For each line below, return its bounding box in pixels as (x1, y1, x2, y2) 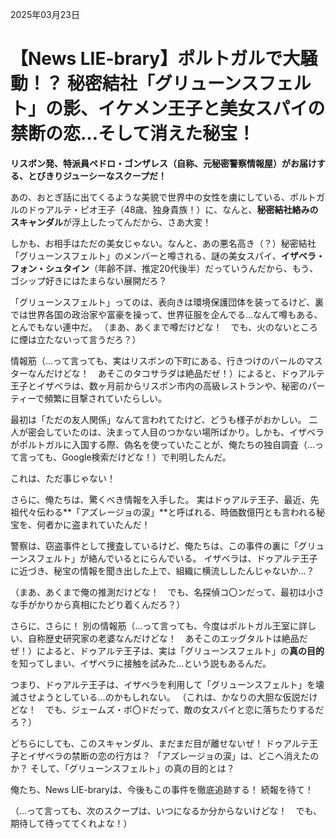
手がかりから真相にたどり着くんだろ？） (18, 598, 186, 610)
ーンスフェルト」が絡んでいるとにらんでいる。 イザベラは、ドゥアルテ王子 (10, 552, 318, 564)
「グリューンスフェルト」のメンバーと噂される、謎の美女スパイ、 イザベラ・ (10, 249, 325, 262)
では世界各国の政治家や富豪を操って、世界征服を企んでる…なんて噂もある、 (10, 308, 323, 320)
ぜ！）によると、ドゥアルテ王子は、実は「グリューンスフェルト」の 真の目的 (10, 644, 325, 657)
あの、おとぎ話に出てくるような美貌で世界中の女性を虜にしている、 (10, 191, 290, 203)
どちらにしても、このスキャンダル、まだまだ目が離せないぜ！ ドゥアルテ (10, 737, 310, 749)
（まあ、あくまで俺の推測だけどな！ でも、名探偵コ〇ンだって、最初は (10, 586, 307, 598)
